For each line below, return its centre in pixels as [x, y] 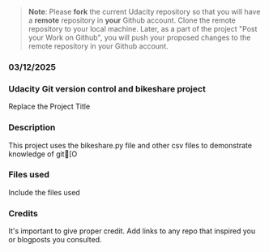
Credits [23, 213]
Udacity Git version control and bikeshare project [107, 88]
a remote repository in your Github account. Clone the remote [132, 20]
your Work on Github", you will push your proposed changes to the [139, 37]
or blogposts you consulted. [56, 240]
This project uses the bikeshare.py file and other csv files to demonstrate [130, 145]
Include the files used [45, 192]
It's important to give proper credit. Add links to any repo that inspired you [132, 231]
